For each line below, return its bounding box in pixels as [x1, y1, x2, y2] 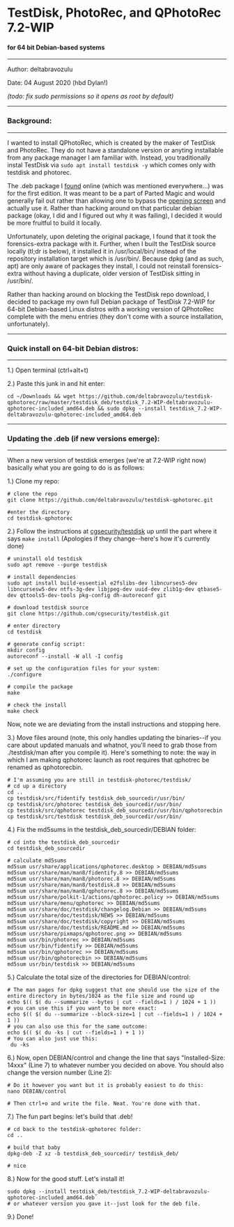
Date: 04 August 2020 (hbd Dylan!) [7, 79, 108, 87]
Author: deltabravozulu [7, 65, 73, 74]
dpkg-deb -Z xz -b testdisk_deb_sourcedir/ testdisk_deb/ [7, 1150, 179, 1157]
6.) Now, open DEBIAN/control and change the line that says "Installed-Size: [7, 1054, 226, 1062]
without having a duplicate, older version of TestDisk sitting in [23, 269, 201, 277]
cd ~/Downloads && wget [7, 392, 77, 400]
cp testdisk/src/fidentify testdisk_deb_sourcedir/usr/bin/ [7, 795, 186, 802]
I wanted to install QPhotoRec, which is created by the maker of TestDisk [7, 138, 216, 147]
